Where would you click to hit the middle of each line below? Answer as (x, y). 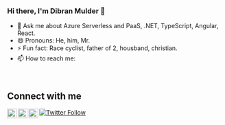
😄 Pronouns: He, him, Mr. (54, 41)
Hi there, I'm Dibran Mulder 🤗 (56, 11)
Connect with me (45, 96)
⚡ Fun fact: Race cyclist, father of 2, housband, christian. (97, 48)
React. (26, 33)
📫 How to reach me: (46, 58)
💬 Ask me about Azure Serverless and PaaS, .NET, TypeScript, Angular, (118, 26)
